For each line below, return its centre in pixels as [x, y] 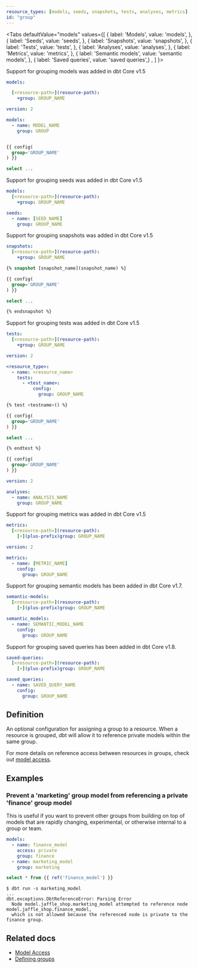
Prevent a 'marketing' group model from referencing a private [97, 795]
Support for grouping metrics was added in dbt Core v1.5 [76, 514]
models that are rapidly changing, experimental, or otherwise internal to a [96, 822]
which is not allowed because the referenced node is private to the [100, 915]
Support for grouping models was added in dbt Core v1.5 [76, 71]
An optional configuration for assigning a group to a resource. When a [92, 729]
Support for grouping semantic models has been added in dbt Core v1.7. [95, 586]
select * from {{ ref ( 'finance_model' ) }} [60, 878]
